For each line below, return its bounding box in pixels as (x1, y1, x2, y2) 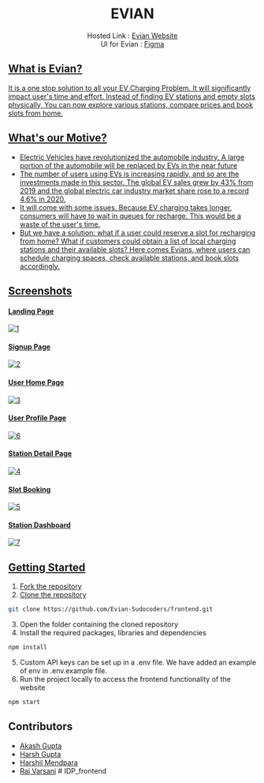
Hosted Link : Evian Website (87, 31, 178, 40)
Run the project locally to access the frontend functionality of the (19, 674, 231, 683)
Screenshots (8, 284, 73, 297)
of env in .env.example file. (19, 665, 108, 676)
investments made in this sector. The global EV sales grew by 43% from (19, 177, 254, 186)
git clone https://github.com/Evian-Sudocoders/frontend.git (8, 605, 214, 613)
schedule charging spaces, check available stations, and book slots (19, 253, 240, 262)
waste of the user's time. (19, 219, 101, 229)
